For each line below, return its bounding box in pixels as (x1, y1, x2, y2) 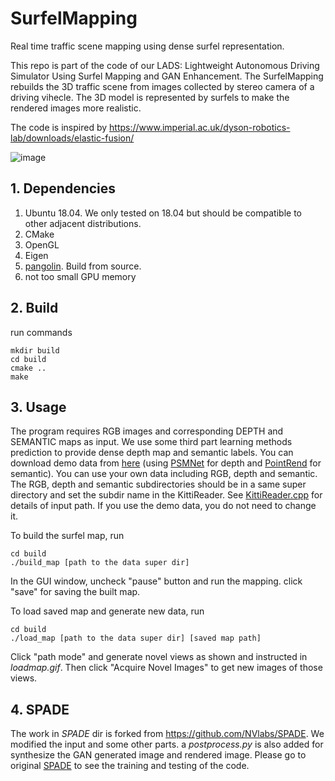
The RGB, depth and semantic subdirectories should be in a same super (10, 478, 307, 491)
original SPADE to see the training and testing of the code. (10, 760, 250, 772)
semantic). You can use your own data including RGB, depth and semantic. (10, 468, 318, 480)
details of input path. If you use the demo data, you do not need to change (10, 500, 317, 512)
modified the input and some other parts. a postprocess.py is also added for (10, 738, 324, 751)
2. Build (10, 300, 59, 317)
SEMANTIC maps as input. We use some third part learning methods (10, 436, 293, 448)
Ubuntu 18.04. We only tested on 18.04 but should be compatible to (24, 207, 302, 219)
